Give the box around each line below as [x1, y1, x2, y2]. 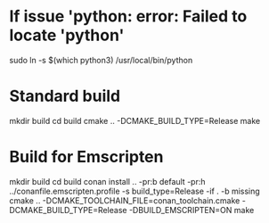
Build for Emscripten [9, 147, 164, 167]
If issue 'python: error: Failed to [9, 6, 248, 27]
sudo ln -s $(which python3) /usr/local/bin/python [9, 54, 193, 65]
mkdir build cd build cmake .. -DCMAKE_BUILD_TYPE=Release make [9, 115, 261, 126]
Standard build [9, 87, 121, 106]
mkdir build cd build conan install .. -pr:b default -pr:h [9, 176, 206, 186]
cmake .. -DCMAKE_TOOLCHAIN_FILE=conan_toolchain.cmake [9, 194, 240, 206]
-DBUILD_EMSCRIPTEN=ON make [128, 204, 255, 215]
